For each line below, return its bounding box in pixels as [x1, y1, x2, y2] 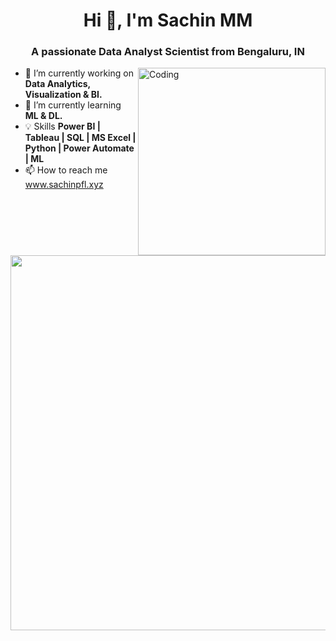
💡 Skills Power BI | [24, 120, 101, 133]
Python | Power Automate [24, 142, 135, 154]
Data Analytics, [24, 78, 91, 90]
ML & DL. [24, 110, 63, 122]
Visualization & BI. [24, 89, 103, 101]
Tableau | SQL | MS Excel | [24, 132, 137, 144]
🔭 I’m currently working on [24, 67, 134, 79]
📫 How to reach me [24, 164, 108, 176]
